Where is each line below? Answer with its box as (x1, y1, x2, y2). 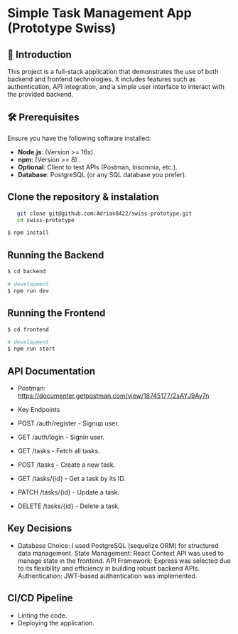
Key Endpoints (17, 405, 60, 413)
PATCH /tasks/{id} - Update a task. (17, 487, 120, 496)
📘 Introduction (7, 48, 72, 60)
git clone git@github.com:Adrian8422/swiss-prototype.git (16, 210, 193, 217)
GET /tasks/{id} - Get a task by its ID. (17, 474, 126, 482)
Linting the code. (17, 611, 67, 620)
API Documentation (7, 365, 96, 377)
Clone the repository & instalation (7, 191, 159, 204)
